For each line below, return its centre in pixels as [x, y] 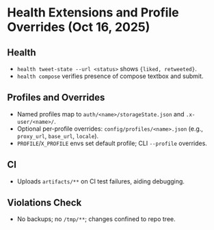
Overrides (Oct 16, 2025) [79, 27]
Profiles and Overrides [56, 98]
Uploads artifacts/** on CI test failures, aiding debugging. [101, 181]
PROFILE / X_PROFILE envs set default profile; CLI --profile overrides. [112, 143]
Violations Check [44, 203]
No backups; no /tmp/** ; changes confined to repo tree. [96, 219]
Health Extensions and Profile [93, 13]
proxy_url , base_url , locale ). [58, 136]
